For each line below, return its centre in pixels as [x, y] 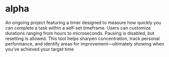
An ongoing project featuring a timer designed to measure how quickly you [83, 22]
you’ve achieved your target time [40, 49]
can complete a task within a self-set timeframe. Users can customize [78, 27]
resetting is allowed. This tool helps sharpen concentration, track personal [82, 38]
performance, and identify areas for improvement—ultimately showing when [85, 43]
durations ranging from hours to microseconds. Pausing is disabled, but [80, 33]
